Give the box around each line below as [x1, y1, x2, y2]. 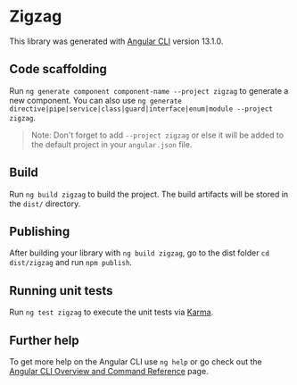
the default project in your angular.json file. [30, 138, 193, 149]
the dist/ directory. [9, 198, 81, 209]
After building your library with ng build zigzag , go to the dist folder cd [9, 247, 270, 258]
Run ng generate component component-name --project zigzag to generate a [9, 85, 289, 96]
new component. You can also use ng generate [9, 95, 183, 105]
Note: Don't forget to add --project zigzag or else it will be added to [30, 130, 284, 140]
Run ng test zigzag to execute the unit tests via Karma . [9, 306, 214, 318]
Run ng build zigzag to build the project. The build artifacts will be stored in [9, 188, 289, 199]
